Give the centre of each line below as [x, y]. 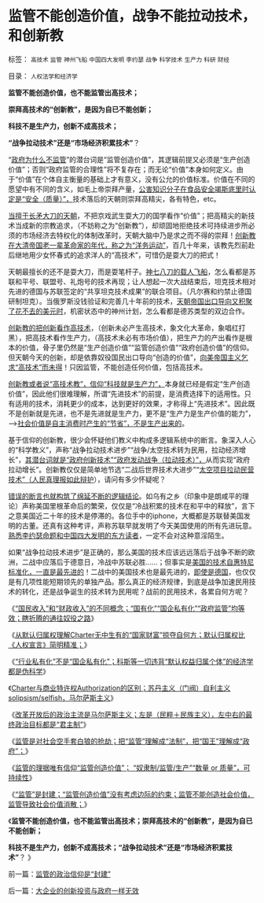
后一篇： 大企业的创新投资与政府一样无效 [73, 890]
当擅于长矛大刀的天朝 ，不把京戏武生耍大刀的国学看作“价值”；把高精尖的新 [128, 215]
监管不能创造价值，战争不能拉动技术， [132, 16]
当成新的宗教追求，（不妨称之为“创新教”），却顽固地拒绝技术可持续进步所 [132, 225]
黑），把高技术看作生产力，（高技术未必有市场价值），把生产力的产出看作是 [127, 337]
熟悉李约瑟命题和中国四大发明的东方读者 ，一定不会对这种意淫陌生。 [118, 535]
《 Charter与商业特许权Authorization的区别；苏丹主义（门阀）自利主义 [119, 688]
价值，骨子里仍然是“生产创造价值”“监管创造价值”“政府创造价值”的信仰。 [137, 347]
